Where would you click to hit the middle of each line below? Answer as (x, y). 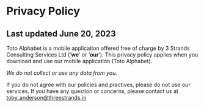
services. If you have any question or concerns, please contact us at (93, 91)
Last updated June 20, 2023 (61, 34)
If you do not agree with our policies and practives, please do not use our (98, 85)
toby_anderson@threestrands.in (46, 98)
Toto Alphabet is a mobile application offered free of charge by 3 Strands (98, 48)
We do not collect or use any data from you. (62, 73)
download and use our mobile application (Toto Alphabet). (79, 61)
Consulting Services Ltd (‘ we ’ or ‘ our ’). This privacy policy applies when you (102, 55)
